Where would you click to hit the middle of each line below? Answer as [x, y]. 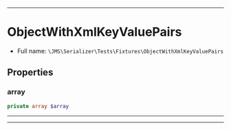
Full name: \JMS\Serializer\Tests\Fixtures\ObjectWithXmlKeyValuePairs [120, 51]
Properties [30, 73]
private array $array [38, 106]
